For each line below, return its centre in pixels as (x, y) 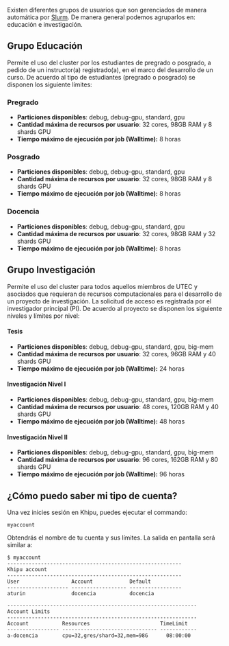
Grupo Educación (45, 46)
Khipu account (27, 569)
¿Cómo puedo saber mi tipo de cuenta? (92, 496)
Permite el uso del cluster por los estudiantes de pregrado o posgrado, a (109, 62)
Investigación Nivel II (38, 437)
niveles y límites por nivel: (43, 316)
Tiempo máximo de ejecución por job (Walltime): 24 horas (100, 368)
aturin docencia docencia (81, 593)
